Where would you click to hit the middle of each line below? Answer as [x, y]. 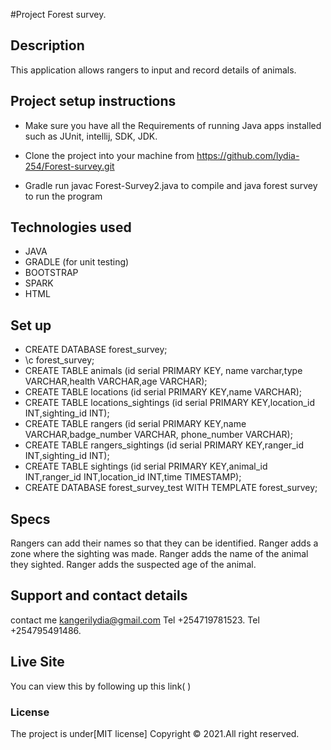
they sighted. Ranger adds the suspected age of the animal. [133, 565]
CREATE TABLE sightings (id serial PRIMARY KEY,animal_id [146, 466]
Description [47, 45]
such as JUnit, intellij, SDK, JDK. [91, 136]
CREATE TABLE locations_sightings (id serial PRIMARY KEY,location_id [170, 403]
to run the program [63, 196]
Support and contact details [99, 595]
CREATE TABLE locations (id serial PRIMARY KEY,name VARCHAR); [163, 392]
